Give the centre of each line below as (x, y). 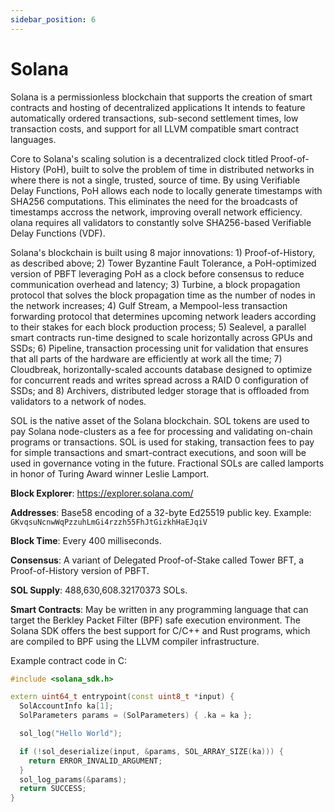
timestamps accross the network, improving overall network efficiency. (156, 212)
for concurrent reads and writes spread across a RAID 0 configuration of (159, 380)
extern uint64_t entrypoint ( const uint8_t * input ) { (122, 697)
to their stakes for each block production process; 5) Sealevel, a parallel (158, 327)
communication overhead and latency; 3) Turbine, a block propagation (155, 284)
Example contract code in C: (69, 660)
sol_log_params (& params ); (73, 779)
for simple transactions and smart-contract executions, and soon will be (158, 452)
